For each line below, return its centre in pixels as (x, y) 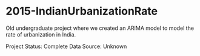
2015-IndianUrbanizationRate (82, 11)
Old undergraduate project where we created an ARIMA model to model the (100, 28)
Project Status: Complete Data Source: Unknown (66, 46)
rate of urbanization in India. (41, 34)
